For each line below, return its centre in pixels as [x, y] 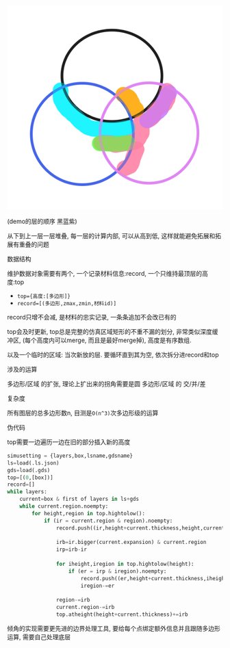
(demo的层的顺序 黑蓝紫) [42, 221]
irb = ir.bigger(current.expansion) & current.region [131, 543]
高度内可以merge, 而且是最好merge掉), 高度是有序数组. [114, 340]
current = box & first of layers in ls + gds [79, 499]
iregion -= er [98, 586]
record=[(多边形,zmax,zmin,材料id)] [67, 303]
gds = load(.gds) [29, 470]
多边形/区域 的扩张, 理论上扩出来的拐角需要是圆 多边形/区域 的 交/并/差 [106, 384]
